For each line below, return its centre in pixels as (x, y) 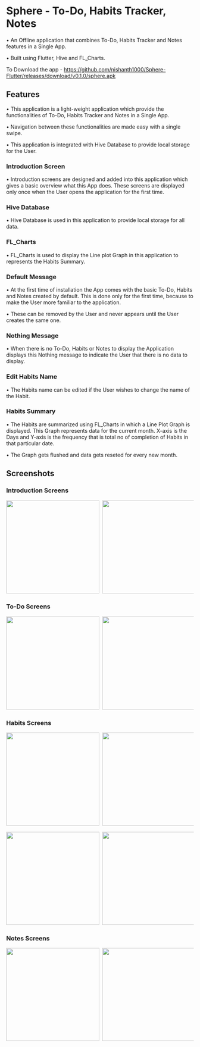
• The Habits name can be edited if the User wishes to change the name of (98, 390)
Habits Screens (29, 723)
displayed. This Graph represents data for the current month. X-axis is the (97, 430)
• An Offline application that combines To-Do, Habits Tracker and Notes (94, 40)
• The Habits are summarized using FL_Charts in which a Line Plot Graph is (98, 424)
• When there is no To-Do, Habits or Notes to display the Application (90, 349)
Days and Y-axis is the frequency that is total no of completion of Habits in (97, 437)
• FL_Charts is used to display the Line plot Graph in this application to (92, 255)
